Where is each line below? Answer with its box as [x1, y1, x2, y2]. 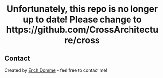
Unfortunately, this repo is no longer [6, 3, 158, 15]
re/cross [65, 35, 100, 46]
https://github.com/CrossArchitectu [6, 25, 159, 35]
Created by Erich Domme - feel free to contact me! [4, 67, 108, 73]
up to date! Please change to [23, 14, 142, 25]
